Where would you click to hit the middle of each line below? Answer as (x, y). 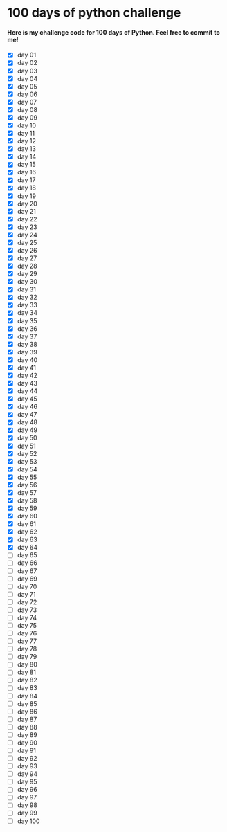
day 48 (27, 422)
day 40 (27, 360)
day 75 (27, 625)
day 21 (27, 211)
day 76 (27, 633)
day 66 (27, 563)
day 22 (27, 219)
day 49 (27, 430)
